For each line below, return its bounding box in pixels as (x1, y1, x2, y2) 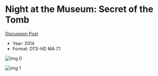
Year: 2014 (12, 40, 35, 46)
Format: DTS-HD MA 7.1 (12, 45, 61, 51)
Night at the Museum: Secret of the (5, 3, 154, 15)
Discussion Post (5, 30, 38, 36)
